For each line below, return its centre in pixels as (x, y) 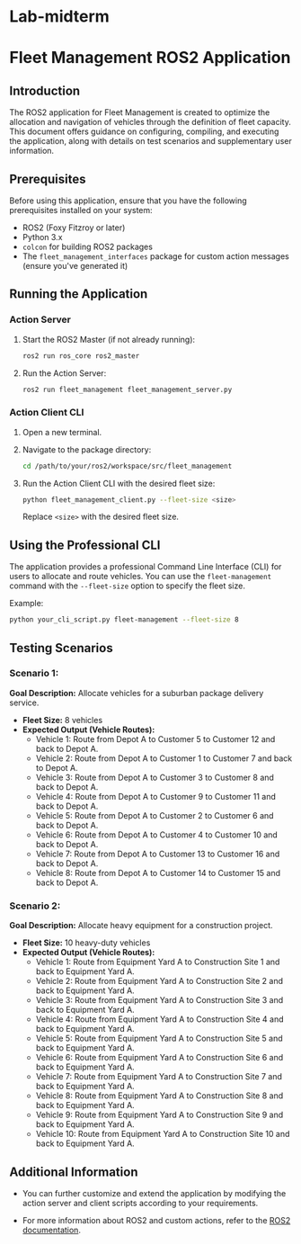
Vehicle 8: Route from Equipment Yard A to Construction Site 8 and (159, 1096)
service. (24, 703)
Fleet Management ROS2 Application (150, 58)
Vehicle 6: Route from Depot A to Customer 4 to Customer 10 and (157, 835)
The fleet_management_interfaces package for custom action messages (155, 256)
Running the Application (79, 294)
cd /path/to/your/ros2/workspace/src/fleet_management (127, 466)
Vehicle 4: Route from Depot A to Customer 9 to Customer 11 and (155, 796)
